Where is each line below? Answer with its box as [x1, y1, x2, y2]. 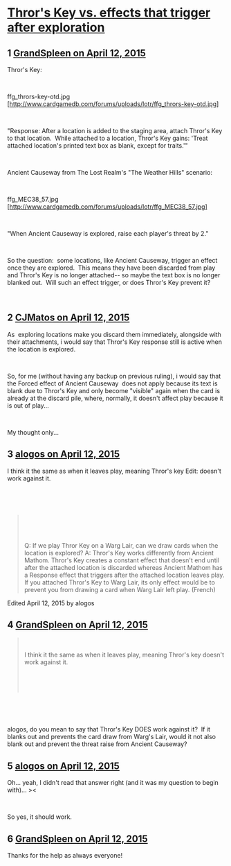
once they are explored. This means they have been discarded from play [7, 263, 216, 272]
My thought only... [7, 428, 59, 436]
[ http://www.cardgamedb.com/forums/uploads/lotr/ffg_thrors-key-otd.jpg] [7, 100, 219, 108]
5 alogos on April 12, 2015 [7, 760, 120, 772]
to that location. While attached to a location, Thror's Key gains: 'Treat [7, 134, 208, 142]
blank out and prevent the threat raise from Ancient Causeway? [7, 740, 188, 748]
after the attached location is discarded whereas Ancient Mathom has [24, 563, 223, 571]
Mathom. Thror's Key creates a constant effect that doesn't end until [24, 556, 220, 564]
